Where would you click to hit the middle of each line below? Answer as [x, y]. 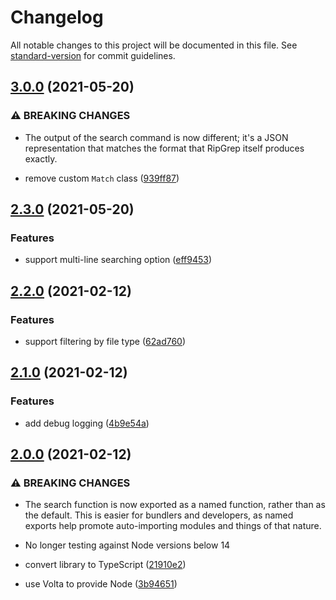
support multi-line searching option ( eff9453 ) [118, 260]
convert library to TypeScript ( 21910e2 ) [105, 565]
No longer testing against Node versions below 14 [127, 545]
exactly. [41, 158]
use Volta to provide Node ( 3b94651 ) [101, 584]
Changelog [57, 17]
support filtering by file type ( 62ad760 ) [105, 341]
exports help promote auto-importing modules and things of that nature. [173, 526]
